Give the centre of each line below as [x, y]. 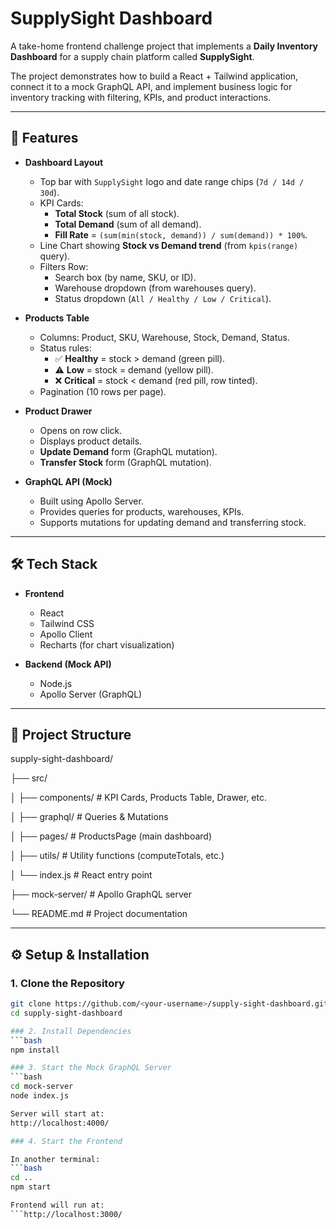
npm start [31, 1187]
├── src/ [29, 778]
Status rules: [65, 348]
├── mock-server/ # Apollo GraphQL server [101, 894]
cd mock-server [42, 1087]
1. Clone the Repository [67, 983]
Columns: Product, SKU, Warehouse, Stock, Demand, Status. [164, 337]
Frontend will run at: [57, 1205]
